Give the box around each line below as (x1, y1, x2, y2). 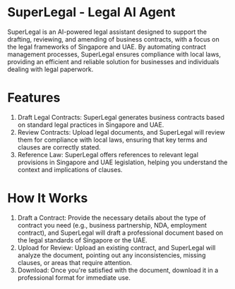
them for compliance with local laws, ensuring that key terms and (17, 135, 207, 144)
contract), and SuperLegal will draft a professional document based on (17, 228, 224, 237)
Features (7, 90, 61, 106)
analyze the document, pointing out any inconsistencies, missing (17, 251, 206, 259)
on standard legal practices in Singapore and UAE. (17, 121, 164, 129)
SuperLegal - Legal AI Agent (7, 4, 176, 20)
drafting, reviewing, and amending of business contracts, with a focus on (7, 35, 220, 43)
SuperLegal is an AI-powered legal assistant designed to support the (7, 27, 207, 36)
